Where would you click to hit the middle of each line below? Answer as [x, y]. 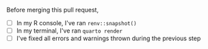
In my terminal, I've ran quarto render [69, 31]
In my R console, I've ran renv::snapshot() [77, 23]
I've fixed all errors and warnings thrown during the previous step [108, 38]
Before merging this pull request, [53, 10]
